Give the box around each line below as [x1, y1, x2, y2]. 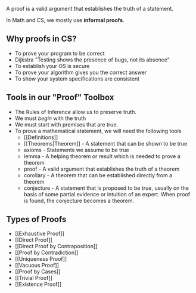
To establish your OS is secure [14, 62, 90, 69]
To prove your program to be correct [14, 50, 105, 57]
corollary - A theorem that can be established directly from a [23, 171, 173, 178]
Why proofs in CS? [6, 34, 77, 44]
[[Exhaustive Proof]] [14, 230, 64, 238]
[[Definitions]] [23, 134, 58, 141]
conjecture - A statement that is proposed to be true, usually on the [23, 184, 189, 192]
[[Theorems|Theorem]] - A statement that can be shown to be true [23, 140, 188, 147]
